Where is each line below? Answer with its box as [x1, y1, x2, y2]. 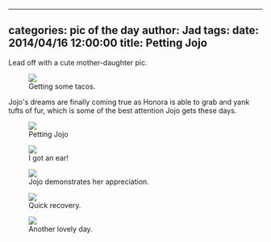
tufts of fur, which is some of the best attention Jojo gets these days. [8, 106, 237, 115]
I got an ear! [28, 152, 69, 162]
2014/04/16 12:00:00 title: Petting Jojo [8, 36, 208, 50]
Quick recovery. [28, 200, 81, 210]
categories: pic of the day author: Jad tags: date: [8, 23, 260, 37]
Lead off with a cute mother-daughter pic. [8, 57, 148, 67]
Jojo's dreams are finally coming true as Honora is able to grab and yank [8, 97, 250, 106]
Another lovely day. [28, 223, 93, 234]
